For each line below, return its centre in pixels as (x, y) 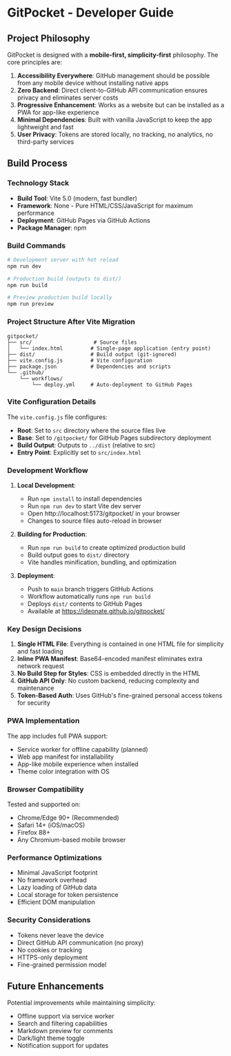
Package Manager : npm (52, 228)
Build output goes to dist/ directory (78, 555)
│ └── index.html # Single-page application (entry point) (109, 348)
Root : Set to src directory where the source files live (91, 430)
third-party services (46, 142)
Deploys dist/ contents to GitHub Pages (85, 604)
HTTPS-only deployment (52, 957)
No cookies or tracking (50, 950)
